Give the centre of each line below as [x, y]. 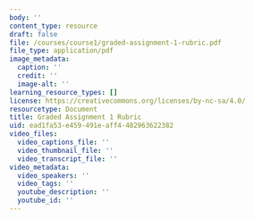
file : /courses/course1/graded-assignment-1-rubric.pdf [115, 42]
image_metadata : [39, 59]
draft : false [34, 34]
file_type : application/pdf [62, 51]
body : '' [25, 17]
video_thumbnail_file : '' [66, 150]
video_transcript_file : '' [68, 159]
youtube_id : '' [46, 201]
